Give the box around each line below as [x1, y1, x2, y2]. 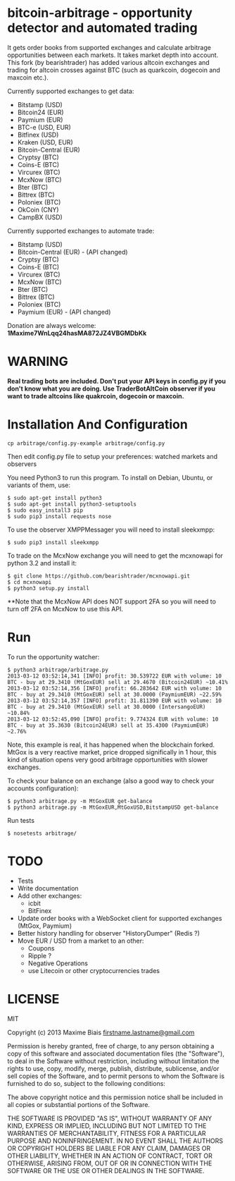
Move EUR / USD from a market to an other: [17, 936, 144, 945]
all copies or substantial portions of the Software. [7, 1100, 150, 1108]
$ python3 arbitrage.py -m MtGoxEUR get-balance [7, 797, 153, 804]
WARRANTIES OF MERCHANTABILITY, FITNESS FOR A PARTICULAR [7, 1129, 206, 1137]
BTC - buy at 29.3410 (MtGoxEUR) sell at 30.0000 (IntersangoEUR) [7, 703, 206, 710]
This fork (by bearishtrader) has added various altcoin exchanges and [7, 58, 210, 66]
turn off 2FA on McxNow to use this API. [7, 604, 124, 613]
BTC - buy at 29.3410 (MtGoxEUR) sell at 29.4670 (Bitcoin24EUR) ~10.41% [7, 678, 229, 685]
